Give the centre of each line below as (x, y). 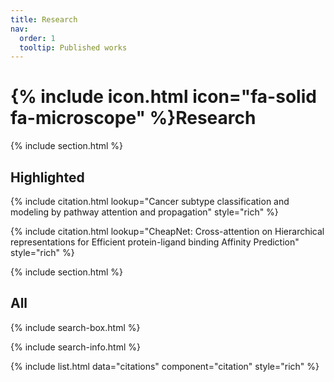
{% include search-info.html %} (75, 347)
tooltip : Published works (73, 47)
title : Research (44, 19)
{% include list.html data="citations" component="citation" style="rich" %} (165, 366)
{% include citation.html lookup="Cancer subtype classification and (150, 201)
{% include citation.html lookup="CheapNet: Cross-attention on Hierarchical (167, 231)
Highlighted (47, 177)
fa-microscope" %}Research (133, 118)
